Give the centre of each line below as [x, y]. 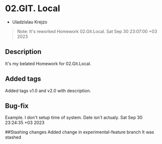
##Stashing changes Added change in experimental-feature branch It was [80, 132]
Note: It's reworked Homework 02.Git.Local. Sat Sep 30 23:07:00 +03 [87, 31]
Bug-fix [17, 106]
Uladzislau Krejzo [30, 22]
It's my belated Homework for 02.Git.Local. [48, 63]
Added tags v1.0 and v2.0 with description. [48, 90]
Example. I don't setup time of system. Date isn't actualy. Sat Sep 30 [74, 118]
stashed [13, 137]
